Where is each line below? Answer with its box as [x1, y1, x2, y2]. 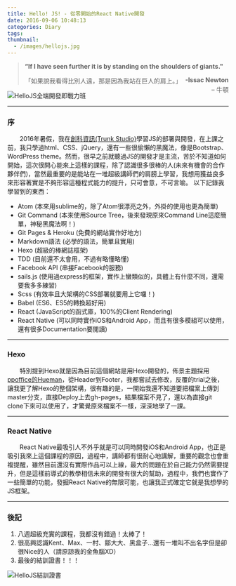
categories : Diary [7, 23, 61, 30]
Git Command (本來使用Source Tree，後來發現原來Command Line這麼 [17, 211, 221, 220]
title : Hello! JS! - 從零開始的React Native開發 [7, 10, 145, 18]
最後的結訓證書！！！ [17, 556, 79, 565]
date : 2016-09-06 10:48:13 [7, 17, 86, 24]
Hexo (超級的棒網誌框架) [17, 246, 88, 255]
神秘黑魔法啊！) [29, 220, 76, 228]
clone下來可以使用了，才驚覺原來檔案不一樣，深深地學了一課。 [7, 401, 190, 410]
